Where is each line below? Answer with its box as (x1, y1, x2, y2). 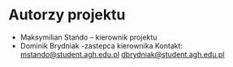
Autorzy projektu (8, 6, 126, 24)
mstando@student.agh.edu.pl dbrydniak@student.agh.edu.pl (19, 49, 225, 59)
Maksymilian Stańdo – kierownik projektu (19, 32, 157, 42)
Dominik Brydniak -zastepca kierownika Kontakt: (19, 40, 183, 50)
